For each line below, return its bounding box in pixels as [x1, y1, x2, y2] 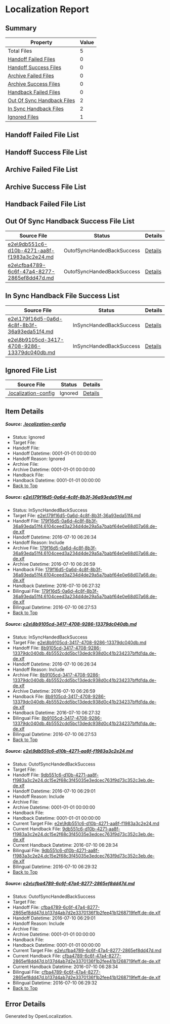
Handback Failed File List [5, 200, 86, 208]
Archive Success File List [5, 182, 87, 191]
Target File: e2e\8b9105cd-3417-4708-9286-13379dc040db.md [12, 639, 147, 646]
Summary [5, 24, 37, 33]
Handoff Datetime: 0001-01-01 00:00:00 [12, 450, 97, 456]
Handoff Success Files [8, 64, 62, 71]
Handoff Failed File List [5, 131, 79, 139]
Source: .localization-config [5, 421, 66, 427]
